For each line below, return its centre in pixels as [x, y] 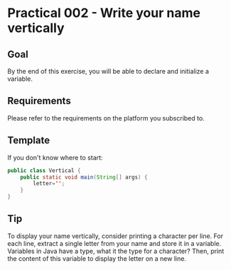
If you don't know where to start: [55, 157]
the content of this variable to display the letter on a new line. [97, 258]
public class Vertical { [44, 170]
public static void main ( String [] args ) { [84, 177]
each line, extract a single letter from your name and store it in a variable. [114, 243]
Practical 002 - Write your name [104, 13]
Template [29, 141]
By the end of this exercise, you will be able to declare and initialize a [108, 71]
